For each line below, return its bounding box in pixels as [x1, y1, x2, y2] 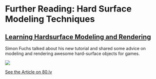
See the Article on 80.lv [5, 69, 52, 75]
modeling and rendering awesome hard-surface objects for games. [5, 51, 140, 56]
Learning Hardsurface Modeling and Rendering [5, 33, 151, 41]
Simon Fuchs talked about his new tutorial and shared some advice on [5, 46, 146, 51]
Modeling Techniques [5, 13, 95, 25]
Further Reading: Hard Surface [5, 3, 132, 14]
